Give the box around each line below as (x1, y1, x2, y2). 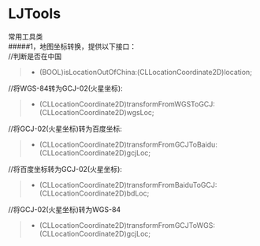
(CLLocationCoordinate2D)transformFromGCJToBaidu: (39, 140, 218, 149)
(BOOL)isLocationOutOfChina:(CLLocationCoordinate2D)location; (39, 67, 252, 76)
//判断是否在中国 (8, 51, 62, 61)
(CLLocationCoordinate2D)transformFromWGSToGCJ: (39, 99, 215, 109)
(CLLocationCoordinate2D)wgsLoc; (39, 107, 155, 117)
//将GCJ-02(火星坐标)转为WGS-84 (8, 204, 121, 214)
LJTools (8, 5, 61, 23)
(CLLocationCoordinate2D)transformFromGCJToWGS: (39, 220, 215, 229)
